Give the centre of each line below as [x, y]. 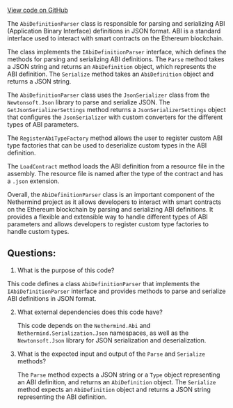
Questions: [32, 253]
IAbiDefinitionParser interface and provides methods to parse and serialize [116, 291]
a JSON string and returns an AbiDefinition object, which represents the [112, 66]
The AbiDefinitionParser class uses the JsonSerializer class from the [109, 95]
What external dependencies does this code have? [90, 312]
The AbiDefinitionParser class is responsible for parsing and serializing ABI [116, 23]
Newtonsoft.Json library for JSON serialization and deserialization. [112, 340]
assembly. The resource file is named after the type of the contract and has [115, 174]
